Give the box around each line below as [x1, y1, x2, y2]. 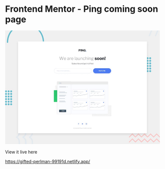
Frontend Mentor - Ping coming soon [5, 3, 159, 15]
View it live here [5, 149, 38, 155]
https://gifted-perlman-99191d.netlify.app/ [5, 158, 90, 164]
